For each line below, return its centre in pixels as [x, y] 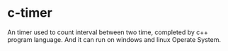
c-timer [30, 13]
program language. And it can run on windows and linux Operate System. [114, 39]
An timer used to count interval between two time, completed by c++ [108, 32]
